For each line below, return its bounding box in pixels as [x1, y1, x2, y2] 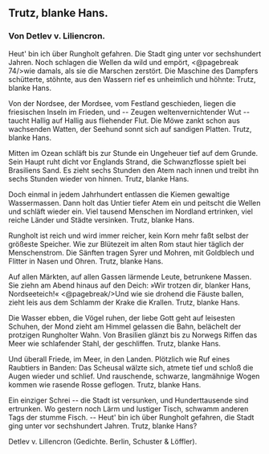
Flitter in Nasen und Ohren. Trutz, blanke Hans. [8, 256, 164, 266]
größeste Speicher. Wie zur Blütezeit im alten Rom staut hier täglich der [8, 239, 245, 248]
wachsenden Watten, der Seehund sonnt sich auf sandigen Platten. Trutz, [8, 124, 252, 133]
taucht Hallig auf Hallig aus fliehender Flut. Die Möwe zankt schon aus [8, 116, 241, 125]
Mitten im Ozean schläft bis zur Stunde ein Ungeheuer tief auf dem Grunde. [8, 148, 259, 157]
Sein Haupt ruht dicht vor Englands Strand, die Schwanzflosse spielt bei [8, 157, 247, 166]
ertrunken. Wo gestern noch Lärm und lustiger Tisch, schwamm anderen [8, 403, 249, 413]
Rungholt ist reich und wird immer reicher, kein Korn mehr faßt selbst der [8, 231, 249, 240]
